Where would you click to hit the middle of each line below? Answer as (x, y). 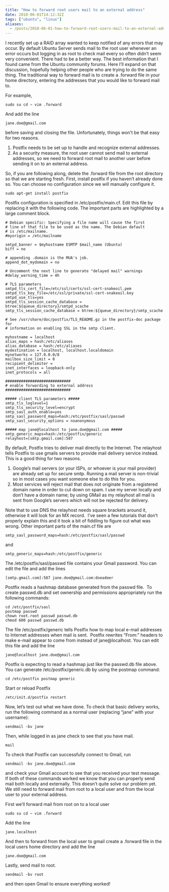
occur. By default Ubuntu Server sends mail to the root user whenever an (81, 48)
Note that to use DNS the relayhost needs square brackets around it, (76, 510)
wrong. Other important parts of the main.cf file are (58, 526)
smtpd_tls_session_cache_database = (44, 302)
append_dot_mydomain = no (32, 262)
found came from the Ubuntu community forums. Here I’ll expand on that (81, 64)
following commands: (27, 598)
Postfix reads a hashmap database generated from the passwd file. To (79, 587)
